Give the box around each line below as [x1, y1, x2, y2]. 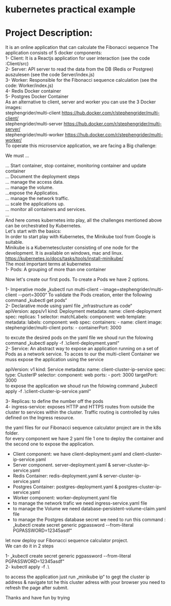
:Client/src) [5, 61, 29, 67]
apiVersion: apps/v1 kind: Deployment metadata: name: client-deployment [5, 308, 162, 314]
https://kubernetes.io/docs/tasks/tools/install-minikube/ [5, 256, 124, 262]
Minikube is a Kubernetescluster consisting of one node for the [5, 244, 139, 251]
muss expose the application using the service [5, 357, 104, 363]
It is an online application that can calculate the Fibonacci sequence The [5, 44, 158, 50]
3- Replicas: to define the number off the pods [5, 398, 104, 404]
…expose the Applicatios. [5, 190, 59, 196]
